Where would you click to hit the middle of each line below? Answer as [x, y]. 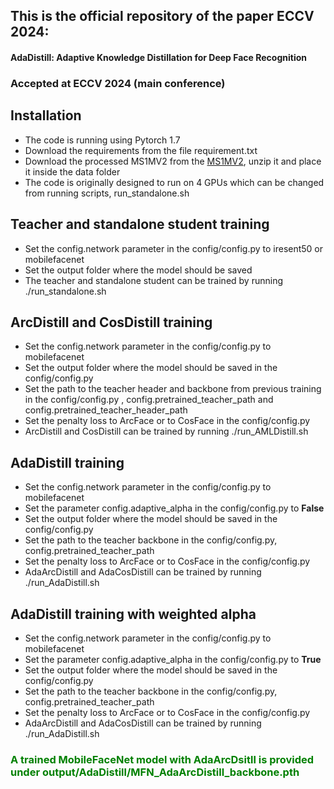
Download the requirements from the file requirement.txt [141, 150]
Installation [46, 115]
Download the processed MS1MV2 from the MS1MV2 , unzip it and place [173, 161]
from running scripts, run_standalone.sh [107, 193]
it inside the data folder [72, 171]
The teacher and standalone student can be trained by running [154, 280]
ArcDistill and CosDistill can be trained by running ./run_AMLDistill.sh [166, 431]
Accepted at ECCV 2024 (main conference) [118, 83]
